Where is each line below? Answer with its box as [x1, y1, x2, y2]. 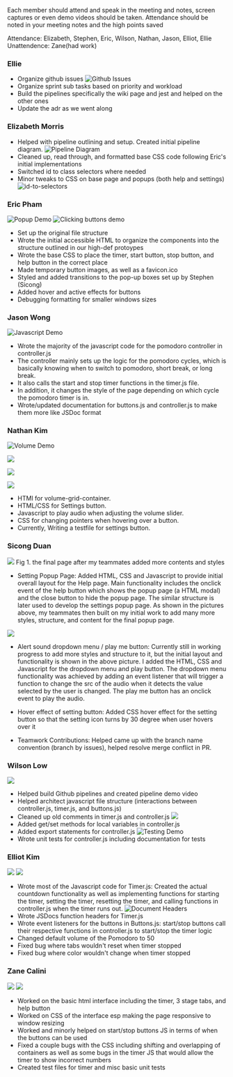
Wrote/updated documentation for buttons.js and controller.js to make [17, 401, 218, 409]
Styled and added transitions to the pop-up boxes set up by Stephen [17, 273, 214, 281]
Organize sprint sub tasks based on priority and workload [17, 82, 183, 91]
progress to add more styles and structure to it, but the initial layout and [17, 650, 223, 658]
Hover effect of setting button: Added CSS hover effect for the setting [17, 707, 217, 716]
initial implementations [17, 159, 82, 168]
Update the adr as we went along [17, 104, 113, 113]
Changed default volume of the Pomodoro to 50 [17, 934, 155, 943]
